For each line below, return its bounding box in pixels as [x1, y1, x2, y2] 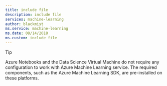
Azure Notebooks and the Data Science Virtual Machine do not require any [5, 59, 159, 65]
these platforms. [5, 75, 39, 81]
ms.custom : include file [5, 36, 57, 41]
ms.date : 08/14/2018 [5, 31, 49, 36]
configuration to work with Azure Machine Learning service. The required [5, 64, 157, 70]
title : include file [5, 7, 49, 13]
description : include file [5, 12, 62, 17]
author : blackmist [5, 21, 44, 27]
